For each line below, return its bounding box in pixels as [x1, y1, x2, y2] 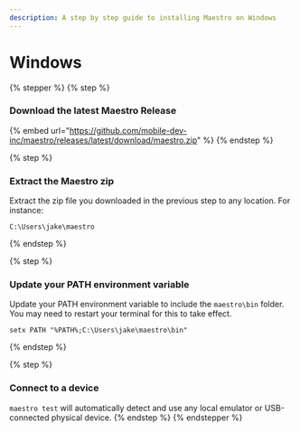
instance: [9, 205, 44, 216]
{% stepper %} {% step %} [9, 82, 110, 93]
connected [9, 412, 50, 423]
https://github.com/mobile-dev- [69, 125, 188, 136]
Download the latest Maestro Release [9, 105, 177, 117]
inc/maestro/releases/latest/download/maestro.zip [9, 135, 198, 146]
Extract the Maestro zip [9, 174, 115, 187]
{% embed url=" [9, 125, 70, 136]
